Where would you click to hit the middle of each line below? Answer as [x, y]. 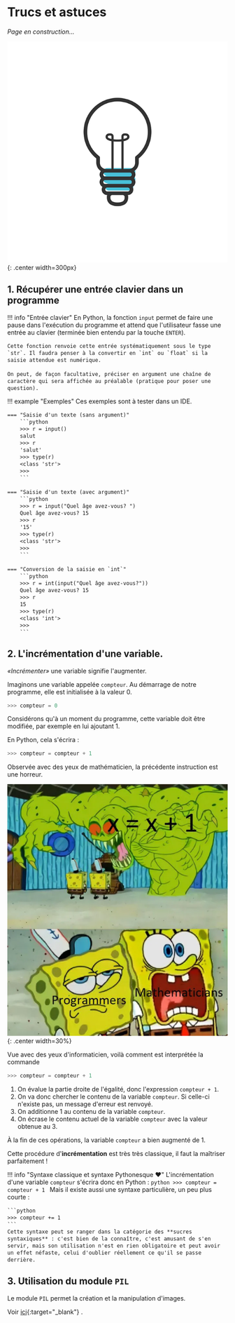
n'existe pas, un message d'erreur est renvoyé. [85, 1104]
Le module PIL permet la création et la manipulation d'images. [97, 1298]
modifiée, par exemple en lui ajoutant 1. [64, 726]
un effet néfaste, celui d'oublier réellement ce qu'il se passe [104, 1253]
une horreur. [25, 774]
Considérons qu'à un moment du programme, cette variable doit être [106, 719]
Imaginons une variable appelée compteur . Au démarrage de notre [102, 684]
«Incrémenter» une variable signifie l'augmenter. [77, 671]
